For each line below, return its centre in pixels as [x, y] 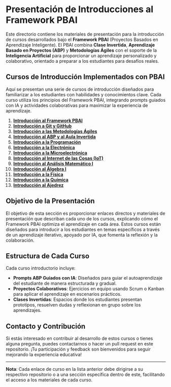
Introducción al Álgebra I [40, 169]
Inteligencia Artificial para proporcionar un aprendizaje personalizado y [81, 55]
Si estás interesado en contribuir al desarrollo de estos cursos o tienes [79, 338]
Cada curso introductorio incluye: [41, 268]
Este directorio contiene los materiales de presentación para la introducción [85, 34]
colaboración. [20, 240]
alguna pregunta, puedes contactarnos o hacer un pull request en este [80, 344]
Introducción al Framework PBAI [48, 121]
